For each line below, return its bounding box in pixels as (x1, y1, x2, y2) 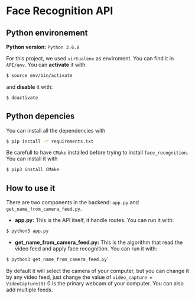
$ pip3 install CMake (6, 167, 60, 173)
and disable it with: (6, 83, 53, 90)
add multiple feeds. (6, 286, 53, 293)
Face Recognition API (6, 4, 113, 18)
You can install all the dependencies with (6, 127, 106, 134)
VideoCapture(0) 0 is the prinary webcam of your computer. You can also (6, 279, 184, 287)
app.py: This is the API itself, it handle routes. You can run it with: (14, 217, 174, 224)
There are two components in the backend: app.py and (6, 199, 139, 206)
